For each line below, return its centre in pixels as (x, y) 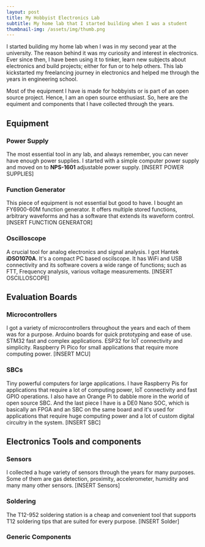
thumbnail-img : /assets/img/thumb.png (56, 29)
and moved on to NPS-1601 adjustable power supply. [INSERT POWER (95, 167)
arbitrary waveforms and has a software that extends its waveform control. (100, 216)
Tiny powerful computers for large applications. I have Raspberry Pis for (97, 383)
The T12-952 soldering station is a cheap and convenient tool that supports (101, 514)
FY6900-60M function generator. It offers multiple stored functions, (92, 210)
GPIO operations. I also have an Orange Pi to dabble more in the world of (98, 396)
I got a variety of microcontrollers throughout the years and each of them (99, 328)
